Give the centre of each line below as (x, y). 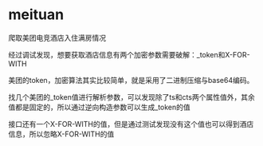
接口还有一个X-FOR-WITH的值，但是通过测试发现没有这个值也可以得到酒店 (131, 124)
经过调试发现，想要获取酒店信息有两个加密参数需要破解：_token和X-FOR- (129, 54)
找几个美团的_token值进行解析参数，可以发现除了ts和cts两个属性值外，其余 (131, 97)
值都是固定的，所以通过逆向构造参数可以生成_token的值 (100, 107)
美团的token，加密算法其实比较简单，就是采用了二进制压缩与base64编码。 (131, 80)
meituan (36, 15)
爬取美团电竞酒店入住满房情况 (57, 37)
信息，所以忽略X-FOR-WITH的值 (61, 134)
